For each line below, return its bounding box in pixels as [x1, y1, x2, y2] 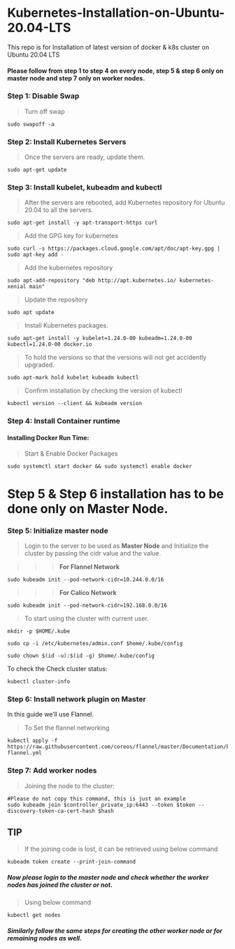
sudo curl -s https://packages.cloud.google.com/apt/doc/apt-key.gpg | [7, 245, 220, 253]
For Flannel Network [59, 563, 120, 571]
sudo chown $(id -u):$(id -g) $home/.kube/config [7, 652, 155, 659]
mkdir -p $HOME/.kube [7, 628, 71, 635]
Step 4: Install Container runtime [7, 416, 121, 426]
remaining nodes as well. [7, 934, 83, 942]
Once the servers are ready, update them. [24, 153, 145, 162]
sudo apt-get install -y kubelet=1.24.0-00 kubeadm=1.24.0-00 [7, 335, 192, 342]
